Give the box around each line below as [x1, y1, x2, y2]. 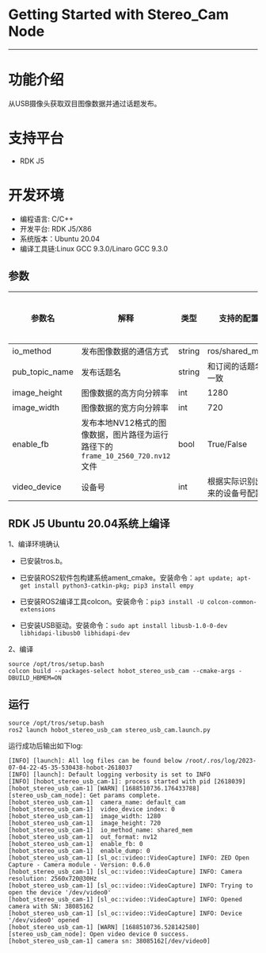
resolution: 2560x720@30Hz [8, 875, 97, 883]
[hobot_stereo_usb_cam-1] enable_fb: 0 [8, 840, 144, 848]
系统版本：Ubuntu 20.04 [19, 234, 101, 243]
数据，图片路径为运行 [89, 429, 169, 440]
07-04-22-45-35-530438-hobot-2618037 [8, 764, 133, 772]
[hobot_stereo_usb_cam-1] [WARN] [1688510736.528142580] [8, 924, 200, 932]
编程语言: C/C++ [19, 214, 74, 224]
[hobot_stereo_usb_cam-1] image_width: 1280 [8, 813, 161, 821]
